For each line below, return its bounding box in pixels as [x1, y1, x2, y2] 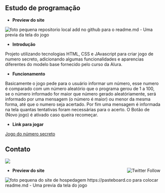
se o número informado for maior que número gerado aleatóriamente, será [5, 91, 156, 96]
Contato [5, 145, 31, 154]
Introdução [12, 41, 36, 47]
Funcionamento [12, 71, 45, 77]
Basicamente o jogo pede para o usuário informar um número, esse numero [5, 80, 159, 86]
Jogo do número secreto [5, 130, 56, 137]
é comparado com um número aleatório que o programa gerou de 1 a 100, [5, 86, 155, 92]
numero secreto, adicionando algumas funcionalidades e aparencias [5, 56, 144, 62]
